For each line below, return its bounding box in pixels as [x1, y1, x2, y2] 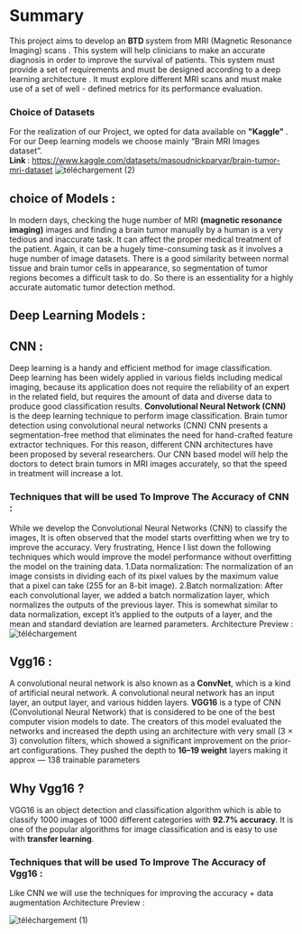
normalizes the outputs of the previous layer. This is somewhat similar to [9, 599, 278, 610]
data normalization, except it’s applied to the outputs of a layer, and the [9, 608, 273, 619]
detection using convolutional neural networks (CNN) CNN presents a [9, 421, 269, 431]
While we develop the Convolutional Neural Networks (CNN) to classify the [9, 522, 288, 533]
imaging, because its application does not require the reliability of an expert [9, 382, 290, 393]
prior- [270, 735, 291, 746]
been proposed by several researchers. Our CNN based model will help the [9, 449, 288, 460]
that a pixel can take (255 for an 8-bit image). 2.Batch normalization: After [9, 579, 284, 591]
